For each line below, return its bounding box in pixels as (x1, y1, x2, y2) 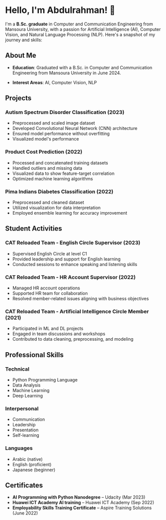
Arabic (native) (12, 456, 43, 462)
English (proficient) (12, 461, 52, 467)
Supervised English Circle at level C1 (12, 251, 87, 257)
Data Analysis (12, 382, 41, 388)
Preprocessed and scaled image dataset (12, 120, 95, 126)
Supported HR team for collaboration (12, 290, 88, 296)
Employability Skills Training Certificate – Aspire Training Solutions (12, 505, 152, 511)
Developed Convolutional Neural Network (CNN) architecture (12, 126, 138, 131)
